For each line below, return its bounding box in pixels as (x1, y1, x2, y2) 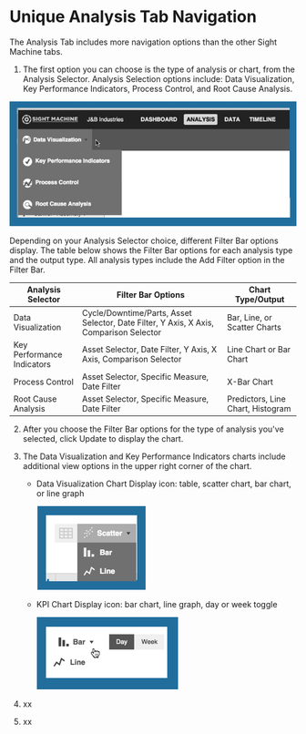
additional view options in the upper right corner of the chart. (22, 460, 252, 471)
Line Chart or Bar (227, 344, 291, 355)
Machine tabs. (9, 46, 64, 56)
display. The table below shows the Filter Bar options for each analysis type (9, 244, 293, 256)
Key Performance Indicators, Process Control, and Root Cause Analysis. (22, 83, 293, 94)
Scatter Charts (227, 321, 282, 333)
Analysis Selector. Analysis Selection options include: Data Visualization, (22, 73, 295, 84)
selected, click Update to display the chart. (22, 433, 184, 443)
